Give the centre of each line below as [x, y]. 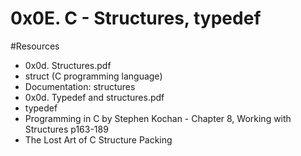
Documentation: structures [80, 86]
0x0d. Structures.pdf [68, 65]
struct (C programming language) [93, 76]
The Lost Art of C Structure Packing [98, 139]
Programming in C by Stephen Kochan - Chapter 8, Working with [158, 118]
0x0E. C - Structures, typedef [136, 18]
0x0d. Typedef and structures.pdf [94, 97]
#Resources [35, 46]
